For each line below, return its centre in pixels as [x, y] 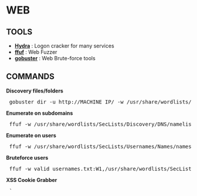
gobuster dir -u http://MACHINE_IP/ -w [67, 102]
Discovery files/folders [35, 91]
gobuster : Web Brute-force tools [55, 58]
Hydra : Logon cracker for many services [64, 46]
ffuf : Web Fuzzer [36, 52]
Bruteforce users [27, 157]
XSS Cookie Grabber [32, 180]
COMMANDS [30, 77]
